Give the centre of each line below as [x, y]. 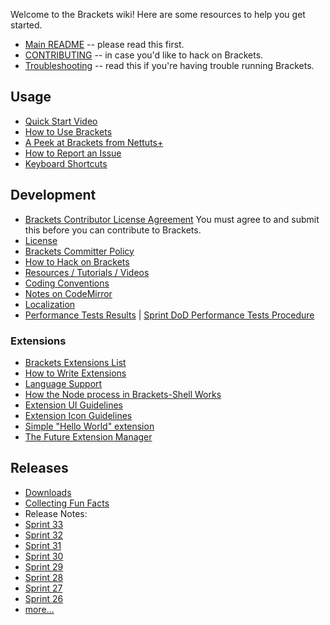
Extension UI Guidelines [73, 405]
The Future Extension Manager [88, 436]
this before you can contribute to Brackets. [113, 230]
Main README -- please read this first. [104, 44]
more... [39, 609]
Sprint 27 [43, 588]
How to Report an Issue [73, 153]
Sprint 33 [44, 524]
